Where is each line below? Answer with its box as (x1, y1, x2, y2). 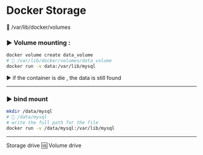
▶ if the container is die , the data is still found (6, 74, 122, 81)
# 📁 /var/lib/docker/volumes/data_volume (6, 58, 112, 64)
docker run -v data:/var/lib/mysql (6, 63, 96, 69)
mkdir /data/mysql (6, 109, 53, 115)
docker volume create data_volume (6, 52, 94, 58)
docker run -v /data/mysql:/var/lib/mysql (6, 125, 115, 131)
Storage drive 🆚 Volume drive (6, 142, 82, 149)
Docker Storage (6, 4, 86, 17)
